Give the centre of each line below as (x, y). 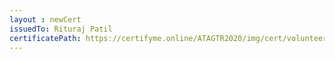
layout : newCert (45, 19)
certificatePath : (45, 38)
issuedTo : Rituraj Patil (61, 29)
